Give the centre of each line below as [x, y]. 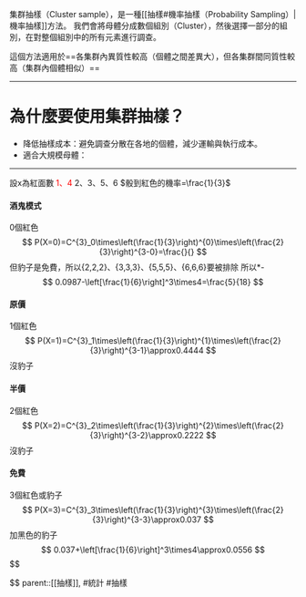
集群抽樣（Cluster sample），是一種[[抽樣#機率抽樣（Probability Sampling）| [153, 14]
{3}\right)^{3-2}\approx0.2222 [147, 435]
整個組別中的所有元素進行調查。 [101, 37]
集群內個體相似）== [62, 68]
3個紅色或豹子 [36, 495]
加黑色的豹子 [33, 535]
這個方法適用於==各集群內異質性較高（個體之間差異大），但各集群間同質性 [148, 57]
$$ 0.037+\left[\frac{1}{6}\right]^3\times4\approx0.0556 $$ [153, 550]
